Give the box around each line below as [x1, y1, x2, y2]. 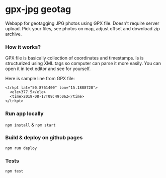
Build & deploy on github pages [5, 134, 83, 141]
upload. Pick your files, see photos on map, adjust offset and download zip [5, 25, 160, 31]
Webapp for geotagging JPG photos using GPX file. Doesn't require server [5, 20, 159, 26]
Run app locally [5, 110, 44, 117]
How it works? [5, 43, 41, 50]
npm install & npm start [5, 122, 56, 128]
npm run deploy [5, 145, 37, 151]
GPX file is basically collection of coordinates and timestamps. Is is [5, 55, 144, 61]
